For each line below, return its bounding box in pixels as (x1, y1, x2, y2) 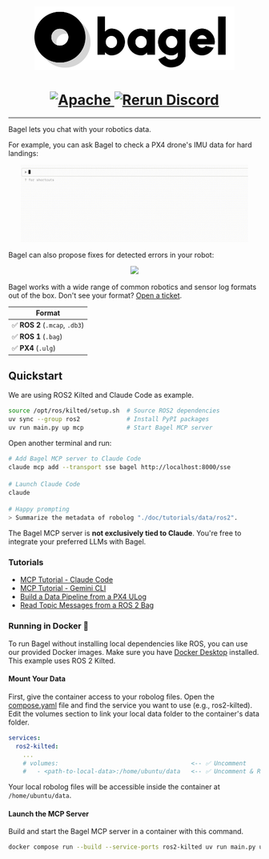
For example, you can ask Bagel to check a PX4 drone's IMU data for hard (8, 140, 252, 150)
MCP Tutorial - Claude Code (19, 575, 114, 584)
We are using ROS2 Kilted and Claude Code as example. (8, 391, 195, 400)
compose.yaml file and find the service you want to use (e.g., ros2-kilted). (8, 700, 253, 710)
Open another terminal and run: (8, 439, 112, 448)
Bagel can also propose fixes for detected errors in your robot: (8, 250, 215, 259)
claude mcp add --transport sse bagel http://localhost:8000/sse (8, 463, 231, 471)
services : (8, 733, 42, 742)
